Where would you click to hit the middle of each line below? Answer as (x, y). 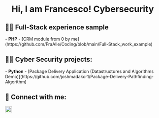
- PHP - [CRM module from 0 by (38, 39)
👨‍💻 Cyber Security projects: (49, 59)
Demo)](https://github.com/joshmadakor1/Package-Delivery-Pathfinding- (79, 76)
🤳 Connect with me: (36, 97)
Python (16, 71)
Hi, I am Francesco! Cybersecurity (83, 9)
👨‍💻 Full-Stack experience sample (57, 27)
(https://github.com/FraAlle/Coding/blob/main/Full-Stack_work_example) (79, 44)
